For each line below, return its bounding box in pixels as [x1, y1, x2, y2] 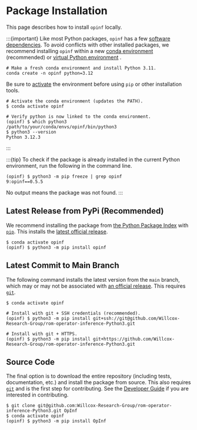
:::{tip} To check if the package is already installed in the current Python [6, 156, 181, 163]
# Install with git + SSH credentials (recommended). [6, 310, 141, 316]
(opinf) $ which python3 [6, 119, 67, 125]
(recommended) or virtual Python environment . [6, 54, 122, 61]
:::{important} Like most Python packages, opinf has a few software [6, 35, 171, 42]
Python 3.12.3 [6, 134, 41, 140]
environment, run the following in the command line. [6, 162, 132, 169]
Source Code [6, 357, 55, 367]
